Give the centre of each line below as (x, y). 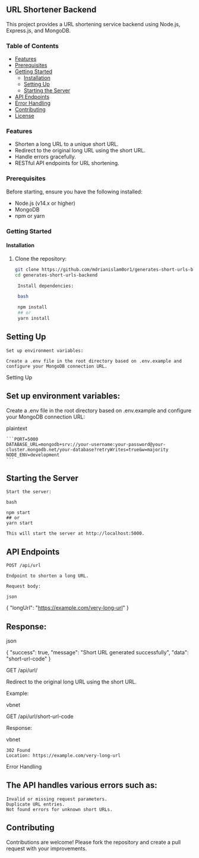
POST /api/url (24, 566)
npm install (32, 307)
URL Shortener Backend (51, 10)
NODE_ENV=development (33, 455)
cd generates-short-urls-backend (56, 275)
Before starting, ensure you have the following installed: (74, 191)
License (24, 116)
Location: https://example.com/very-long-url (63, 756)
